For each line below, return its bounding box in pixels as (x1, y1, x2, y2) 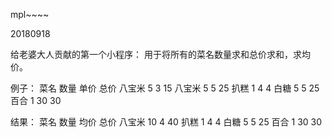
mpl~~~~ (10, 9, 50, 20)
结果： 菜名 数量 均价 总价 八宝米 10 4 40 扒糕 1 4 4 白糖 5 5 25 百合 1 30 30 (10, 116, 323, 128)
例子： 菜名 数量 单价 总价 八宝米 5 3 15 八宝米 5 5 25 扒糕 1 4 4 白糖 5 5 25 (10, 82, 320, 94)
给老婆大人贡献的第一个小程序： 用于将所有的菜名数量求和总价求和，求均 (10, 49, 311, 60)
